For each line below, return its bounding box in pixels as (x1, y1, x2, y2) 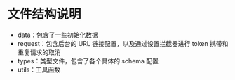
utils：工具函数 (17, 65, 61, 74)
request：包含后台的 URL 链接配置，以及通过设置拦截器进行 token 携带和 (17, 39, 229, 47)
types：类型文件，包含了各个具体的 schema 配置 (17, 56, 159, 65)
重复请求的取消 (17, 48, 61, 56)
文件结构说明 (7, 6, 82, 22)
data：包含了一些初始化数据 (17, 31, 98, 39)
